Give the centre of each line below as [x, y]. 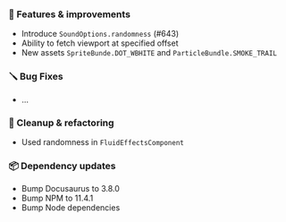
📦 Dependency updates [63, 166]
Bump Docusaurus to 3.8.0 [70, 189]
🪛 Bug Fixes [36, 77]
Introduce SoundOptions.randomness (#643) [100, 34]
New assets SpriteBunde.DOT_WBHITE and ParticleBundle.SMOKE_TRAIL [149, 53]
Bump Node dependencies [71, 208]
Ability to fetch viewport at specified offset [100, 43]
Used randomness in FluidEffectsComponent [103, 141]
